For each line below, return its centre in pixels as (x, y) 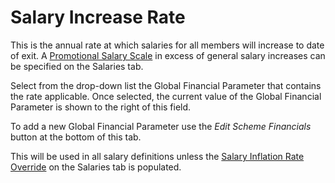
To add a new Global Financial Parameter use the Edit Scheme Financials (161, 126)
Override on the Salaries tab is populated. (96, 167)
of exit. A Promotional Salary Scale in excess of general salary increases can (168, 55)
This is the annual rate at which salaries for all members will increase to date (167, 45)
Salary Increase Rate (98, 17)
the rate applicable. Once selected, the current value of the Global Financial (166, 96)
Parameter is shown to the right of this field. (101, 107)
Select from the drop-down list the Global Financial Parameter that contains (166, 85)
